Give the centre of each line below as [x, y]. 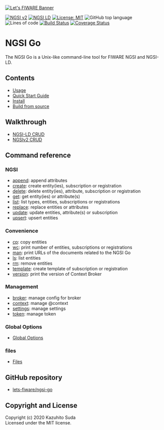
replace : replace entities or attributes [50, 207]
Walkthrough [26, 122]
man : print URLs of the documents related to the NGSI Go [71, 252]
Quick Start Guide [31, 95]
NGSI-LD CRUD [28, 134]
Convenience [22, 231]
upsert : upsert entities [35, 218]
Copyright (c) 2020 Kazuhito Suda [40, 417]
